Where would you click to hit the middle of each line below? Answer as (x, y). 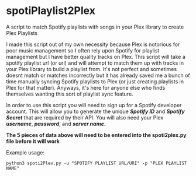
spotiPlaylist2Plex (51, 11)
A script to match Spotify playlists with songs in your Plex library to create (95, 27)
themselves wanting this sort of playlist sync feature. (70, 94)
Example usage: (25, 152)
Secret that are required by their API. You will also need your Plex (85, 117)
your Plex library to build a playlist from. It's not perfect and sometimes (92, 69)
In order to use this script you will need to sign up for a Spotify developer (94, 105)
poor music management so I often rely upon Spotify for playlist (83, 50)
